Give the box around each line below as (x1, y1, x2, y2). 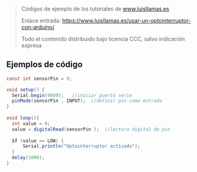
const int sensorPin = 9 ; (6, 76, 72, 82)
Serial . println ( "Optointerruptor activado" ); (22, 143, 140, 149)
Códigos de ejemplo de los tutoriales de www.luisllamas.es (21, 5, 170, 12)
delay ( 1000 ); (12, 155, 45, 161)
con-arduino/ (21, 24, 55, 30)
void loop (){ (6, 115, 40, 121)
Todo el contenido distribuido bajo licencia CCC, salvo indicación (21, 35, 185, 42)
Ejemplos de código (6, 59, 83, 70)
